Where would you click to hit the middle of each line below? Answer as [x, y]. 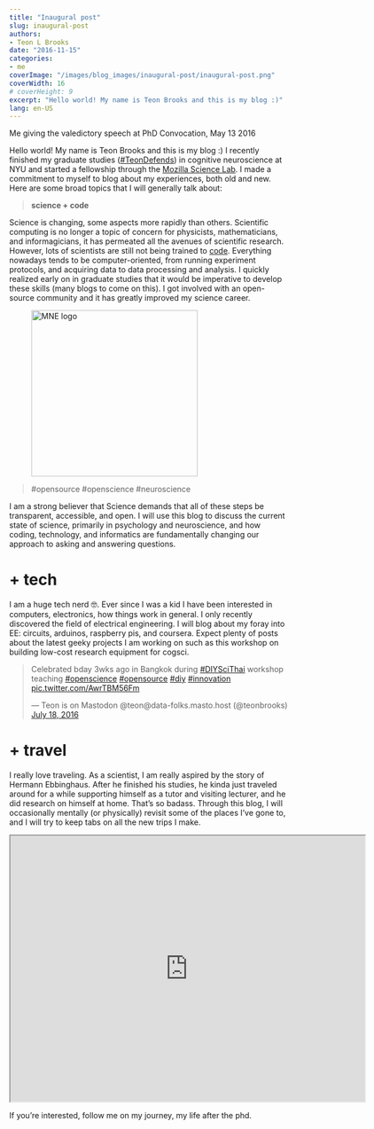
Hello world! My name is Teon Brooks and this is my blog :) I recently [134, 151]
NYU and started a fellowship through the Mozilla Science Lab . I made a [140, 169]
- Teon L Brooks [39, 42]
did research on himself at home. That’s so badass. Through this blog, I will [146, 804]
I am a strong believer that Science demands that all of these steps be [136, 506]
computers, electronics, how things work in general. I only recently [131, 615]
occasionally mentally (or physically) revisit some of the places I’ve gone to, [148, 813]
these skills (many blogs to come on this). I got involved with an [125, 288]
